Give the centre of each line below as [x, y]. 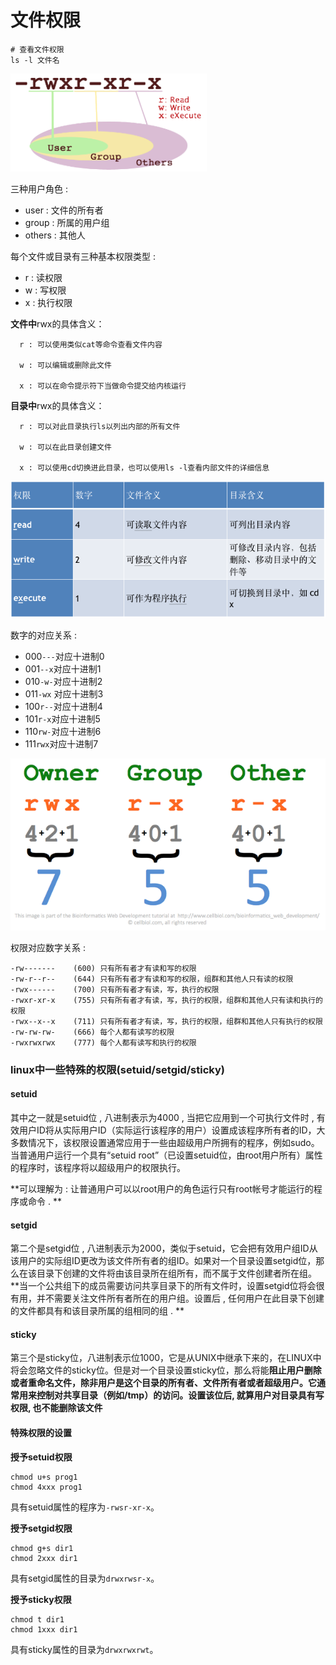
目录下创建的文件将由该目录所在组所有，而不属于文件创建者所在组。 [176, 1273]
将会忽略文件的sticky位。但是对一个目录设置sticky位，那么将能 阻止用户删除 [166, 1370]
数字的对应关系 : [43, 635]
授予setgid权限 [41, 1528]
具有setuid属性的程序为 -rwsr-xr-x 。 [85, 1507]
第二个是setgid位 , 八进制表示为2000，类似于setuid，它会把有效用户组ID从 [164, 1248]
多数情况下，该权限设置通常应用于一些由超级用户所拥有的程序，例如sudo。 [165, 1142]
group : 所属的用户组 [67, 222]
